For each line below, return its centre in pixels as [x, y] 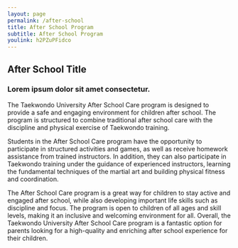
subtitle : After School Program [55, 34]
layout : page [27, 14]
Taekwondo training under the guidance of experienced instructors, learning [119, 163]
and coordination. [33, 179]
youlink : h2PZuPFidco [39, 41]
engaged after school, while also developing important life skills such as [113, 200]
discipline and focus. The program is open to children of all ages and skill [114, 207]
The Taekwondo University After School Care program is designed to [108, 104]
